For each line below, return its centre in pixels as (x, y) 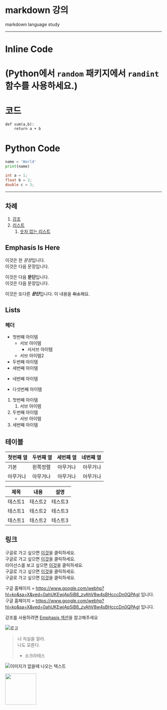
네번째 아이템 (25, 378)
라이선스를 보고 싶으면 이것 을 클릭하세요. (44, 565)
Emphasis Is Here (33, 247)
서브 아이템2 (32, 355)
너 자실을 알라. (31, 639)
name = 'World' (21, 162)
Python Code (33, 148)
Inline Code (29, 49)
